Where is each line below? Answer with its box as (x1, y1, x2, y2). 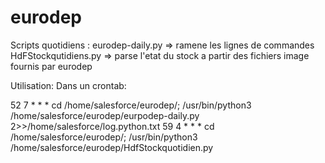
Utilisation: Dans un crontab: (10, 79, 127, 91)
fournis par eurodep (10, 60, 93, 72)
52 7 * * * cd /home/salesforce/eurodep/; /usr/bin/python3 (10, 99, 252, 111)
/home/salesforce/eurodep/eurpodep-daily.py (10, 109, 200, 121)
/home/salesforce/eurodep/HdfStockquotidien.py (10, 141, 214, 153)
